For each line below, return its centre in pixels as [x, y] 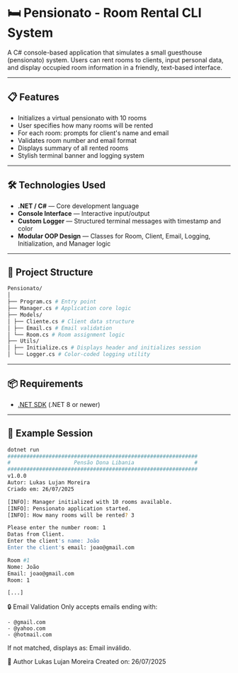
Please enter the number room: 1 [57, 528]
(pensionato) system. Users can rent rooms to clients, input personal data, [115, 59]
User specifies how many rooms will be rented [85, 125]
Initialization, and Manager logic [64, 243]
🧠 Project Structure [50, 272]
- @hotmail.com [30, 635]
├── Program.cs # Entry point [52, 302]
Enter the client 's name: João [53, 541]
